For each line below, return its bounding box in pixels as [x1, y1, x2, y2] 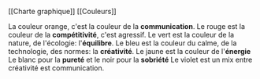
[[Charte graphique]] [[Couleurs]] [8, 7, 117, 16]
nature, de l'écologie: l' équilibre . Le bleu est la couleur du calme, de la [8, 38, 237, 48]
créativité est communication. [8, 63, 105, 73]
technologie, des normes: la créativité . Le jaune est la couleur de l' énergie [8, 47, 251, 56]
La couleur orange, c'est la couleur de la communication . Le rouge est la [8, 22, 246, 31]
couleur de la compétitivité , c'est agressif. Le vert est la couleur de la [8, 31, 235, 39]
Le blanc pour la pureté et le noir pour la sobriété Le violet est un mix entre [8, 55, 253, 64]
